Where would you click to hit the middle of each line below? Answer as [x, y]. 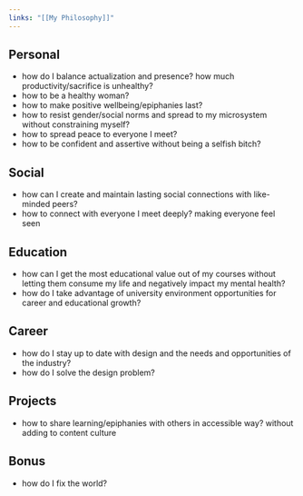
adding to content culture [69, 432]
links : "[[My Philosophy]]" [62, 18]
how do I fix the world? [64, 483]
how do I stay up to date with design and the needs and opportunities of [156, 353]
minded [36, 204]
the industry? [46, 362]
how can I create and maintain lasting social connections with [137, 194]
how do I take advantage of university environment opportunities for [149, 293]
